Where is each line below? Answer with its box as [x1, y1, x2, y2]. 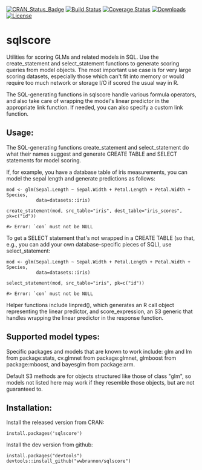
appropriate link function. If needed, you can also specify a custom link [6, 104, 183, 111]
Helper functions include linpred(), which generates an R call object [6, 301, 174, 308]
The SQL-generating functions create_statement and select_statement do [6, 144, 189, 151]
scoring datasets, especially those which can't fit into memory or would [6, 73, 184, 80]
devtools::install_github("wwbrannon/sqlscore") [6, 458, 131, 465]
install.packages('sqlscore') [6, 431, 83, 437]
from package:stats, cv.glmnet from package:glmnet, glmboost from [6, 354, 177, 362]
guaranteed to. [6, 385, 44, 392]
